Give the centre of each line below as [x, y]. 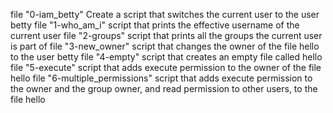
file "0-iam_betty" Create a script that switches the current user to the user [165, 14]
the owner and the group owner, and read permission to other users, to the [164, 88]
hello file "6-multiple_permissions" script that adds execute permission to [161, 78]
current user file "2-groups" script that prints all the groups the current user [166, 35]
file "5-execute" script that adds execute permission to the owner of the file [166, 67]
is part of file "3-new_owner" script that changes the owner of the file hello [165, 46]
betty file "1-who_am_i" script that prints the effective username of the [155, 25]
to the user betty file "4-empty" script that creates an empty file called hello [166, 57]
